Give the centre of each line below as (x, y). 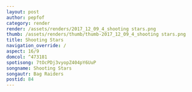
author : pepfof (26, 18)
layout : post (23, 12)
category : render (28, 23)
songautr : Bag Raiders (35, 74)
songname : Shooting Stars (39, 68)
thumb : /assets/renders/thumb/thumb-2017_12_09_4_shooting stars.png (96, 34)
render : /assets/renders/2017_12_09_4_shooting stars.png (81, 29)
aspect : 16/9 (23, 51)
